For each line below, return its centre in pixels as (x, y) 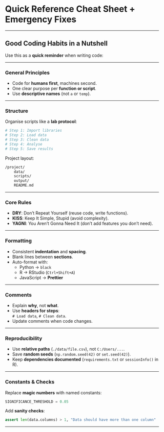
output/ (21, 181)
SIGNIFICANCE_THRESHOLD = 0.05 (37, 402)
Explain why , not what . (35, 305)
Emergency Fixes (41, 19)
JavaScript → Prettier (41, 277)
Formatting (19, 241)
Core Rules (18, 203)
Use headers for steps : (36, 311)
